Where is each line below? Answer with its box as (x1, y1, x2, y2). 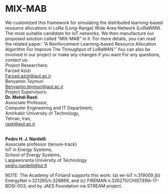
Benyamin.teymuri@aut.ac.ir (5, 83, 64, 89)
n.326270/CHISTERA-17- (107, 177, 159, 183)
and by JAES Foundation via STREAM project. (28, 182, 122, 188)
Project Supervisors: (5, 89, 48, 95)
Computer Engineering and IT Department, (5, 105, 93, 111)
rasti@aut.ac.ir (5, 121, 36, 127)
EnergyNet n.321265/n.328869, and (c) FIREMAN (5, 177, 107, 183)
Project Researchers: (5, 62, 49, 68)
